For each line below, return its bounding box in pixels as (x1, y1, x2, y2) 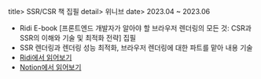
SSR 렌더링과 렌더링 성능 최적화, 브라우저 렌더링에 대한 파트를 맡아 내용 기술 (19, 43, 253, 52)
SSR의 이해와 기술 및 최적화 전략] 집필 (19, 34, 136, 42)
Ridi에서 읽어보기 (19, 53, 72, 62)
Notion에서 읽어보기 (19, 63, 82, 72)
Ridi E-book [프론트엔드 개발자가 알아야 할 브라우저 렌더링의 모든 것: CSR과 (19, 23, 252, 33)
